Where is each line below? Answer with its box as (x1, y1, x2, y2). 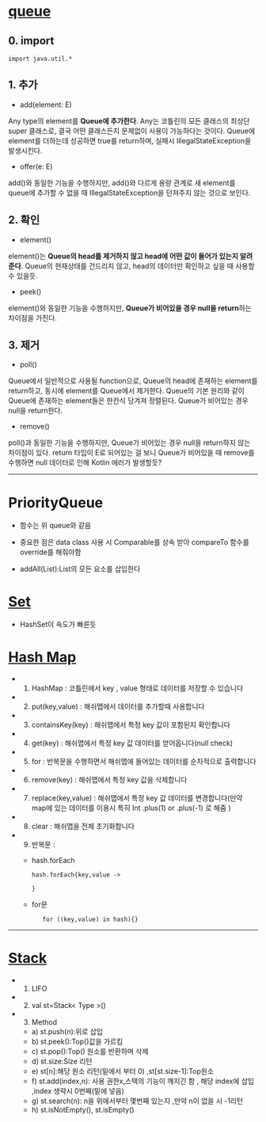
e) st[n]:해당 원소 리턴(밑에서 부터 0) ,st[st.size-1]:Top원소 (31, 1067, 215, 1076)
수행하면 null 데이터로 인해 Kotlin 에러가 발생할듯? (8, 458, 162, 467)
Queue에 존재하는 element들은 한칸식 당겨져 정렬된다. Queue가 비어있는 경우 (8, 396, 249, 405)
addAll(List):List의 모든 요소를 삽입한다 (19, 565, 141, 574)
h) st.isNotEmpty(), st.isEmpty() (31, 1105, 135, 1115)
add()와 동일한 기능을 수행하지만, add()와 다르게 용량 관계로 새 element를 (8, 177, 236, 188)
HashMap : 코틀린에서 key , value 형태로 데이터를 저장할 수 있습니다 (31, 683, 244, 693)
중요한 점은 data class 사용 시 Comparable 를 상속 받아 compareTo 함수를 (19, 538, 249, 547)
